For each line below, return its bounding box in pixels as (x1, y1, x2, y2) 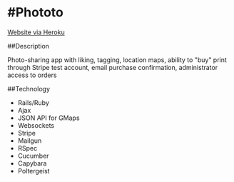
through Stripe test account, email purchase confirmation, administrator (7, 63, 218, 71)
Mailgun (17, 136, 42, 145)
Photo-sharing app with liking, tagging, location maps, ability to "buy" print (7, 55, 227, 64)
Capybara (17, 158, 47, 168)
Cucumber (17, 151, 49, 160)
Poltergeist (17, 166, 50, 175)
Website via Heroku (7, 28, 66, 36)
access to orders (7, 71, 57, 79)
